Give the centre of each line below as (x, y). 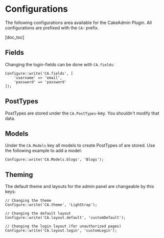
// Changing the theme (28, 201)
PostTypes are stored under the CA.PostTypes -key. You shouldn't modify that (82, 113)
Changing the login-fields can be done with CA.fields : (60, 64)
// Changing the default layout (38, 214)
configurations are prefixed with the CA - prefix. (52, 27)
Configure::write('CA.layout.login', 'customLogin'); (61, 231)
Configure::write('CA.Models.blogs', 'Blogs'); (55, 160)
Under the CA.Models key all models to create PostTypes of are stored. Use (80, 145)
